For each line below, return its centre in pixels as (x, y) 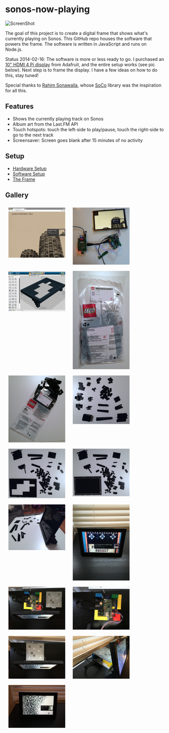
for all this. (16, 90)
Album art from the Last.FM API (45, 124)
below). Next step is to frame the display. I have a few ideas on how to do (81, 70)
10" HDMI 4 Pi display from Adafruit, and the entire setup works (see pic (80, 64)
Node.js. (14, 49)
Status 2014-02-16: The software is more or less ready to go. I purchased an (85, 59)
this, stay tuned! (22, 75)
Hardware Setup (30, 168)
